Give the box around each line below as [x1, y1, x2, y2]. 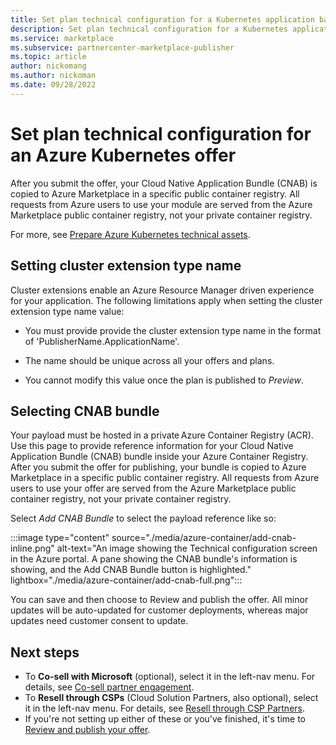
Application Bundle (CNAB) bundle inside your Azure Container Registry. [10, 451, 309, 463]
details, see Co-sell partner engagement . [24, 681, 195, 693]
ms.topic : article [10, 52, 87, 62]
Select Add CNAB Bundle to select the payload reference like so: [10, 512, 277, 525]
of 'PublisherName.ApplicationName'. [24, 335, 180, 347]
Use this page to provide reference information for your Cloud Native [10, 440, 294, 452]
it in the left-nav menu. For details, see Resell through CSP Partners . [24, 702, 306, 715]
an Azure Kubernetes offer [10, 144, 237, 166]
